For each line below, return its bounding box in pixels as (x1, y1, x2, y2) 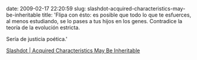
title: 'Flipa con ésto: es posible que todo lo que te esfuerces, (42, 11, 192, 18)
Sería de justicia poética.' (6, 36, 68, 42)
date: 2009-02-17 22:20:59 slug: (6, 5, 86, 12)
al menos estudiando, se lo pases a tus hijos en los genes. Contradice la (6, 18, 183, 24)
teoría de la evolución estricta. (6, 24, 80, 31)
